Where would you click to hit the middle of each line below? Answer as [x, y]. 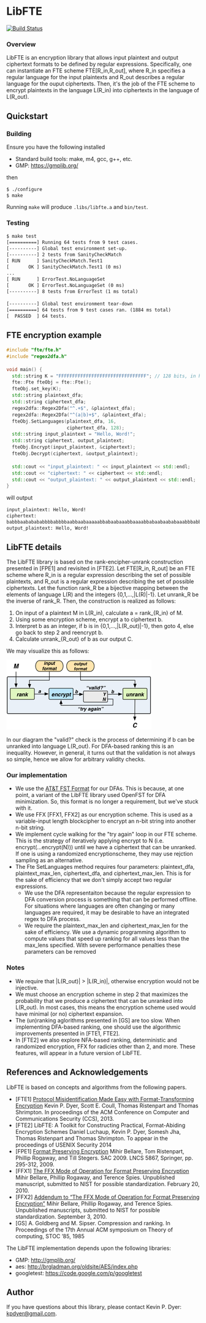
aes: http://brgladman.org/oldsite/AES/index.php [76, 1266]
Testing [18, 222]
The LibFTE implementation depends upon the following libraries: [89, 1248]
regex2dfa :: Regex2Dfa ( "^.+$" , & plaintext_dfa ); [74, 408]
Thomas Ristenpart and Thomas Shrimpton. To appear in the [92, 1138]
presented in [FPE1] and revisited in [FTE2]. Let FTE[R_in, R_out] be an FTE [101, 568]
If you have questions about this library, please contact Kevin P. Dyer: [94, 1307]
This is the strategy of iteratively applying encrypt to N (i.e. [90, 841]
